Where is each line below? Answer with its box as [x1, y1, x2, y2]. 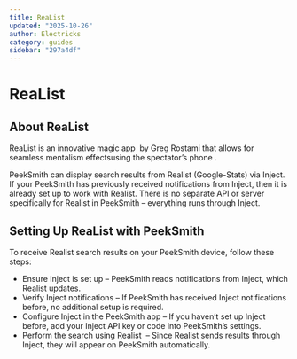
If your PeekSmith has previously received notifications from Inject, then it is [9, 179, 288, 190]
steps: [9, 256, 32, 267]
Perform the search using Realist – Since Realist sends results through [21, 330, 281, 340]
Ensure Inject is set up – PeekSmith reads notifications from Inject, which [21, 273, 288, 284]
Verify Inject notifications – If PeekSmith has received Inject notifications [21, 292, 286, 302]
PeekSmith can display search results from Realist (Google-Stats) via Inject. [9, 169, 285, 180]
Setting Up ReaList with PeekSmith [9, 223, 205, 238]
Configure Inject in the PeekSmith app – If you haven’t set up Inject [21, 311, 266, 322]
